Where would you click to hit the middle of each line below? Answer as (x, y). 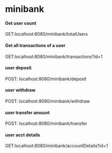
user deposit (19, 68)
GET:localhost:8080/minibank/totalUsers (46, 34)
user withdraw (20, 90)
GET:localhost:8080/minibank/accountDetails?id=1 (56, 146)
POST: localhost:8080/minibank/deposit (46, 79)
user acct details (23, 135)
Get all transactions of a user (35, 45)
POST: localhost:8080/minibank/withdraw (48, 101)
